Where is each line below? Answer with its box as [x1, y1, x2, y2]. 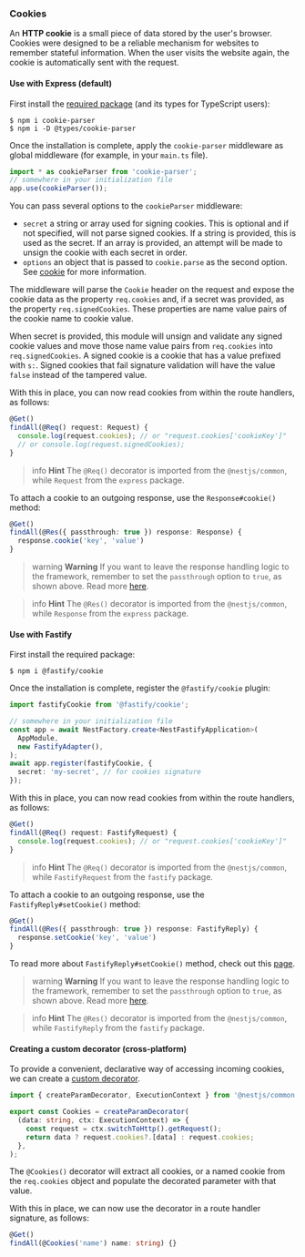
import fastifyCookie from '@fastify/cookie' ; [9, 700, 189, 710]
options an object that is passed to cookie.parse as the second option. [22, 257, 289, 268]
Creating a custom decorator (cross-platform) [9, 1043, 187, 1054]
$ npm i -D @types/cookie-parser [9, 124, 137, 133]
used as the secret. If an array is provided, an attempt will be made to [22, 238, 283, 249]
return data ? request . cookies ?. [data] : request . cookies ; [25, 1132, 255, 1141]
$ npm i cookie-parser [9, 116, 96, 125]
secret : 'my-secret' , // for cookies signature [17, 768, 202, 777]
